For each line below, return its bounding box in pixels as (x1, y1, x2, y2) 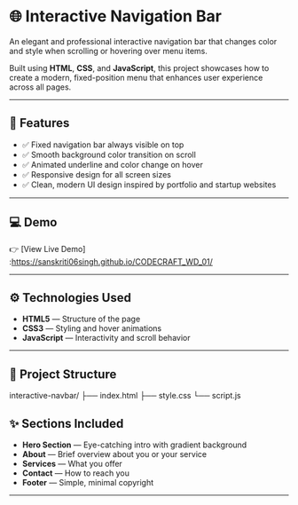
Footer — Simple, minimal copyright (21, 477, 154, 487)
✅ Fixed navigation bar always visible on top (21, 139, 184, 150)
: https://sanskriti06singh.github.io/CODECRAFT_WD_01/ (9, 256, 213, 267)
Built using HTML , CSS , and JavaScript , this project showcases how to (9, 62, 270, 73)
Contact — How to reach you (21, 468, 130, 478)
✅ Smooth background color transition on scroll (21, 149, 197, 160)
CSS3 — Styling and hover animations (21, 323, 162, 334)
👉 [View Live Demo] (9, 243, 86, 254)
